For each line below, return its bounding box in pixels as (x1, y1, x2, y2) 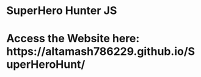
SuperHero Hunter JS (6, 4, 117, 18)
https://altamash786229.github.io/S (6, 45, 196, 59)
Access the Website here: (6, 32, 140, 46)
